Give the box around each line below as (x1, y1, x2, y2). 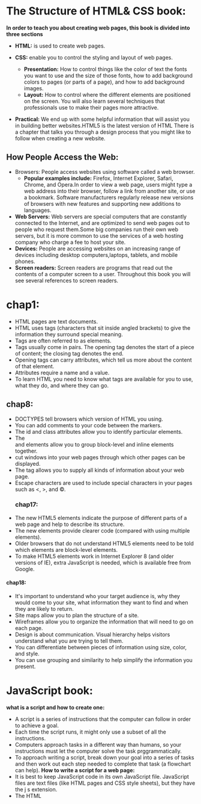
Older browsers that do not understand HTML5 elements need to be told (14, 540, 194, 547)
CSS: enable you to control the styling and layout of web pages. (14, 54, 173, 61)
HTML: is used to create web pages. (14, 42, 106, 49)
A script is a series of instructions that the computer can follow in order (14, 715, 191, 723)
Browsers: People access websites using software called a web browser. (14, 168, 195, 175)
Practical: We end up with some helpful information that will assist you (14, 116, 190, 123)
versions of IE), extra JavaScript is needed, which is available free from (14, 558, 191, 566)
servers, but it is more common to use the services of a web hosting (14, 232, 184, 239)
